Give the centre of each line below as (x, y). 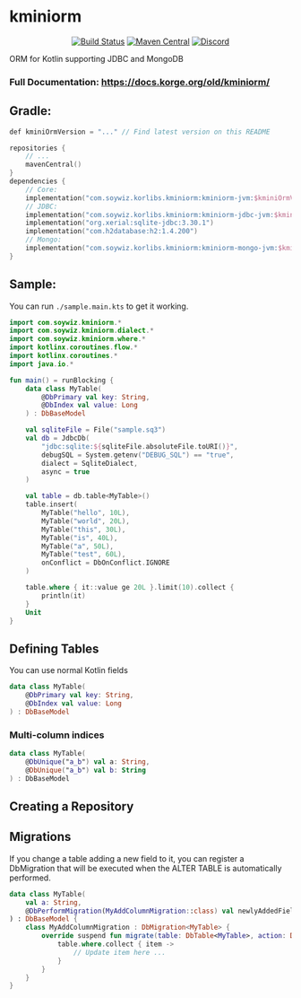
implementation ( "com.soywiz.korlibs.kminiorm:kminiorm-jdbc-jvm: (150, 214)
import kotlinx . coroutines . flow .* (74, 347)
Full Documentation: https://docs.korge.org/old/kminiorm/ (140, 82)
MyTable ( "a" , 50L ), (78, 546)
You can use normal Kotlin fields (69, 670)
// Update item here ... (120, 952)
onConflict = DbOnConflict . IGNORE (106, 563)
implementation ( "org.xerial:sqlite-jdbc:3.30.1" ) (120, 223)
